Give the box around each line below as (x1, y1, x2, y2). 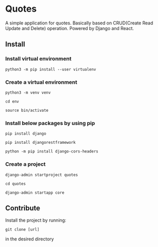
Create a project (5, 161, 46, 168)
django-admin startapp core (5, 190, 65, 195)
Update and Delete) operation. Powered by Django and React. (5, 25, 134, 31)
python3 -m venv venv (5, 90, 51, 95)
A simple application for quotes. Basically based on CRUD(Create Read (5, 20, 153, 26)
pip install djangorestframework (5, 140, 76, 145)
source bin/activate (5, 108, 49, 113)
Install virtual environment (5, 55, 72, 63)
